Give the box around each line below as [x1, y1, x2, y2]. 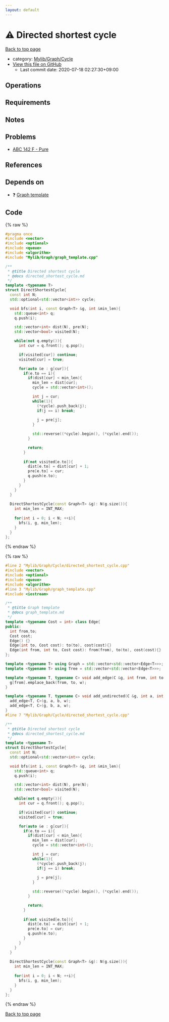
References [5, 160, 42, 169]
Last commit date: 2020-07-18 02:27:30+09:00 [20, 66, 119, 72]
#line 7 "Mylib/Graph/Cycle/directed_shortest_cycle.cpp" [5, 713, 130, 718]
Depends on [5, 178, 44, 187]
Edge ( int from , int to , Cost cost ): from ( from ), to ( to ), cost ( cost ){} [10, 648, 161, 653]
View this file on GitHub [12, 61, 62, 67]
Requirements [5, 98, 50, 107]
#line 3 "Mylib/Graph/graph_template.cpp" [5, 587, 96, 592]
